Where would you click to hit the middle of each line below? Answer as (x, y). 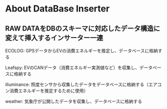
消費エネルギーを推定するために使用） (49, 91)
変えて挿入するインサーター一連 (54, 38)
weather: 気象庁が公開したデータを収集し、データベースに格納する (74, 101)
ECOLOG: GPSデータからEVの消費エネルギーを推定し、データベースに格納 (82, 51)
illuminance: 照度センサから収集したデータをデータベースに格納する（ (77, 84)
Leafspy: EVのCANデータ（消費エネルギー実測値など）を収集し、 (72, 67)
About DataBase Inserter (57, 9)
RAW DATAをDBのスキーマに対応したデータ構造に (83, 28)
